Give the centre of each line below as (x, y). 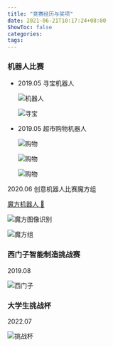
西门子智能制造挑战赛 (44, 255)
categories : (25, 34)
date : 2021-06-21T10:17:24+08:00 (57, 21)
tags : (15, 41)
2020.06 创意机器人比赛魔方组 (52, 189)
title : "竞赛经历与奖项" (40, 14)
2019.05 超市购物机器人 (52, 129)
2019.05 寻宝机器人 (46, 83)
